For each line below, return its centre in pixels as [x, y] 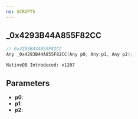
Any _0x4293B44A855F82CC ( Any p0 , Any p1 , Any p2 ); [70, 54]
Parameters [28, 83]
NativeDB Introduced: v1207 [41, 65]
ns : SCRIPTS [21, 11]
